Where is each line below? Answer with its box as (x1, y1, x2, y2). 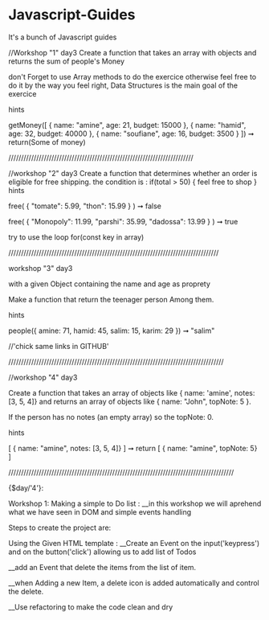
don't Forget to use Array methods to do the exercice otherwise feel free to (8, 72, 257, 81)
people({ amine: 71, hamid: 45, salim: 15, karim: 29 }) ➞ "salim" (8, 326, 215, 335)
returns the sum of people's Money (8, 56, 125, 66)
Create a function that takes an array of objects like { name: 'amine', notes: (8, 388, 255, 397)
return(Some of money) (8, 137, 86, 146)
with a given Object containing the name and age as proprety (8, 279, 211, 289)
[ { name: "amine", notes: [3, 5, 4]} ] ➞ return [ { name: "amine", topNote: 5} (8, 443, 258, 453)
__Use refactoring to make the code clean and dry (8, 602, 173, 612)
